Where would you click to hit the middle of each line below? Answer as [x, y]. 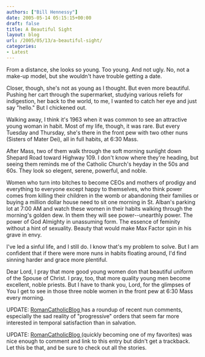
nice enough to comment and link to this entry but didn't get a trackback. [98, 341]
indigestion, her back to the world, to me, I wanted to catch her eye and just [102, 101]
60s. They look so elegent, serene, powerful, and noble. [77, 170]
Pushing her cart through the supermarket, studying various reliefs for [95, 94]
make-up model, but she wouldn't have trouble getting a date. [84, 76]
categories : [21, 47]
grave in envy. [24, 235]
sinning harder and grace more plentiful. [57, 259]
